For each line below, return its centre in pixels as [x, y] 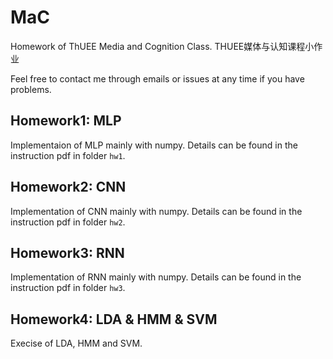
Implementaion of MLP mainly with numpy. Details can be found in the [154, 145]
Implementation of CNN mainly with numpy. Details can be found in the [156, 211]
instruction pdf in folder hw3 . [68, 288]
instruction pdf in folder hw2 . [68, 222]
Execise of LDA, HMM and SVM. [76, 343]
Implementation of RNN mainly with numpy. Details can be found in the [156, 277]
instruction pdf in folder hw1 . [68, 155]
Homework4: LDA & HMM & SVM [114, 319]
